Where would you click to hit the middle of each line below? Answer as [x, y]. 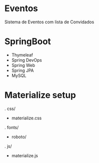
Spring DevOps [27, 60]
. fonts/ [12, 127]
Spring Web [23, 65]
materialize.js [25, 155]
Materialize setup [40, 95]
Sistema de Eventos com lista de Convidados [49, 22]
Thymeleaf [22, 55]
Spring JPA [23, 70]
